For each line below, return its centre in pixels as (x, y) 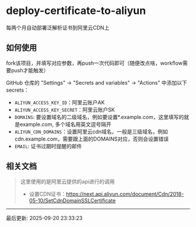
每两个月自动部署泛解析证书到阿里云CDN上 (58, 27)
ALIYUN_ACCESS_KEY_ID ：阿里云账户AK (60, 102)
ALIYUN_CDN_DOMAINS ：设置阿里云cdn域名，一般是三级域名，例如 (91, 131)
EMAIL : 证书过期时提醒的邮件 (48, 146)
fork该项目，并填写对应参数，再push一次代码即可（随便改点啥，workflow (94, 63)
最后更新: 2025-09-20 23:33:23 (44, 218)
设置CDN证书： (48, 194)
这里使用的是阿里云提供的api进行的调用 (67, 181)
